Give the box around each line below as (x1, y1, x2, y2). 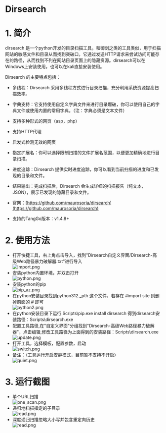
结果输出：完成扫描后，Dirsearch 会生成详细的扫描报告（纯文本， (12, 183, 146, 189)
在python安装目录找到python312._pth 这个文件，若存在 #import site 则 (12, 293, 156, 299)
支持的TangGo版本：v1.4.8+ (12, 216, 70, 221)
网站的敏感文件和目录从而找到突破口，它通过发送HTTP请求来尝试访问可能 (5, 51, 156, 57)
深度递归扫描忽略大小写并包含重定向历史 (12, 417, 95, 422)
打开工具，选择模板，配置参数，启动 (12, 340, 86, 346)
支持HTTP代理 (12, 129, 42, 135)
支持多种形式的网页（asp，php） (12, 118, 80, 124)
